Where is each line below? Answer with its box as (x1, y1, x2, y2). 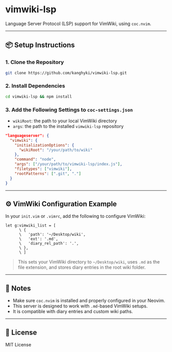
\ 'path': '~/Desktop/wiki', (18, 232, 86, 237)
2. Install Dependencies (5, 82, 66, 90)
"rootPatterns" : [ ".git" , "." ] (14, 171, 81, 176)
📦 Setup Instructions (5, 41, 75, 50)
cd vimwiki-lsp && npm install (5, 94, 72, 99)
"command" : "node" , (14, 157, 56, 162)
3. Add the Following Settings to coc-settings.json (5, 106, 133, 113)
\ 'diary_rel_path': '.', (18, 241, 79, 246)
